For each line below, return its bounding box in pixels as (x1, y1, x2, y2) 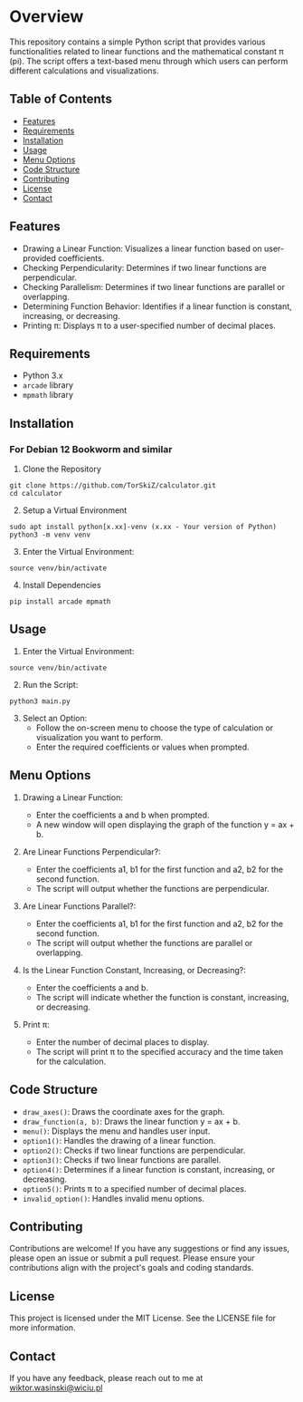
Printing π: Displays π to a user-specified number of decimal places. (22, 320, 276, 331)
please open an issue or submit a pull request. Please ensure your (9, 1252, 255, 1263)
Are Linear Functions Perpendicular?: (22, 846, 161, 857)
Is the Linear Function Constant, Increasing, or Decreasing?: (22, 964, 247, 975)
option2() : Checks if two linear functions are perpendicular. (22, 1145, 246, 1155)
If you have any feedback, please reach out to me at (9, 1372, 204, 1383)
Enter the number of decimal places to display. (35, 1036, 210, 1048)
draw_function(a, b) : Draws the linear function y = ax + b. (22, 1116, 241, 1126)
